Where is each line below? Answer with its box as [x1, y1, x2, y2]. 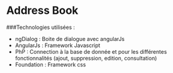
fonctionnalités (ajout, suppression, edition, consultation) [15, 54, 157, 62]
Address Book [6, 4, 79, 17]
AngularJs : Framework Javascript [15, 42, 101, 49]
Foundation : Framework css [15, 61, 86, 68]
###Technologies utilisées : [6, 24, 76, 31]
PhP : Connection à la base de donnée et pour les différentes [15, 48, 168, 55]
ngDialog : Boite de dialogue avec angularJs [15, 35, 125, 42]
